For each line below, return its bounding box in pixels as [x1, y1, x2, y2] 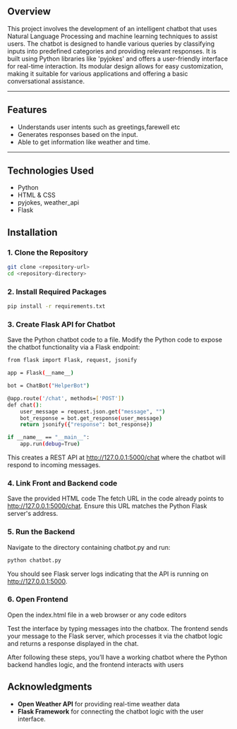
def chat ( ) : [7, 402, 42, 409]
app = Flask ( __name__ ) [7, 370, 74, 377]
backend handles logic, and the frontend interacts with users [7, 660, 184, 669]
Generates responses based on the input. [17, 130, 138, 138]
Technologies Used [7, 165, 94, 177]
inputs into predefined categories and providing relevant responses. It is [7, 47, 217, 55]
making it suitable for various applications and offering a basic [7, 69, 188, 78]
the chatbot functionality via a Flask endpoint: [7, 343, 140, 351]
